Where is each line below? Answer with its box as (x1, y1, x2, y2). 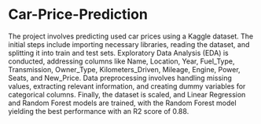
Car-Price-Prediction (8, 5, 148, 24)
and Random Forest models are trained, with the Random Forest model (8, 98, 237, 108)
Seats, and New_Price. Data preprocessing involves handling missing (8, 73, 232, 82)
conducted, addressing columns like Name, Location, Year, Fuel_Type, (8, 57, 235, 66)
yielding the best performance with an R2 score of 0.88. (8, 106, 189, 115)
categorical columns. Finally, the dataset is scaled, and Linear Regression (8, 89, 246, 99)
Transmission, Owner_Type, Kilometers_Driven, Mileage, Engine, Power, (8, 64, 241, 74)
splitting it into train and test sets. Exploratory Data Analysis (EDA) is (8, 48, 230, 57)
